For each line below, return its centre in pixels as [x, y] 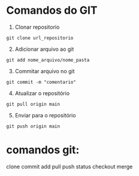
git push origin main [33, 126]
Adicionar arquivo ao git [44, 49]
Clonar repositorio [37, 27]
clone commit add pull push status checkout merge [69, 166]
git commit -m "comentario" [41, 82]
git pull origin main [33, 104]
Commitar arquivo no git [45, 71]
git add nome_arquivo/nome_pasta [48, 60]
